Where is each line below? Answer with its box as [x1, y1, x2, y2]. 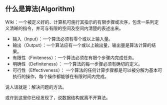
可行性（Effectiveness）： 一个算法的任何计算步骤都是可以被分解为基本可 [12, 67, 162, 73]
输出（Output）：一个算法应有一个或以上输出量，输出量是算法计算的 [12, 42, 151, 48]
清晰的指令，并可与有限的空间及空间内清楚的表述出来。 [9, 25, 123, 31]
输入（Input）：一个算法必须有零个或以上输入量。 [12, 35, 113, 41]
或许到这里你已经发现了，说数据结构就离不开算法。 [5, 94, 110, 100]
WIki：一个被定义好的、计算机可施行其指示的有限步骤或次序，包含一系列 [5, 19, 154, 25]
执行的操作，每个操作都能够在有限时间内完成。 [12, 73, 109, 79]
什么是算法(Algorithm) [5, 4, 75, 13]
